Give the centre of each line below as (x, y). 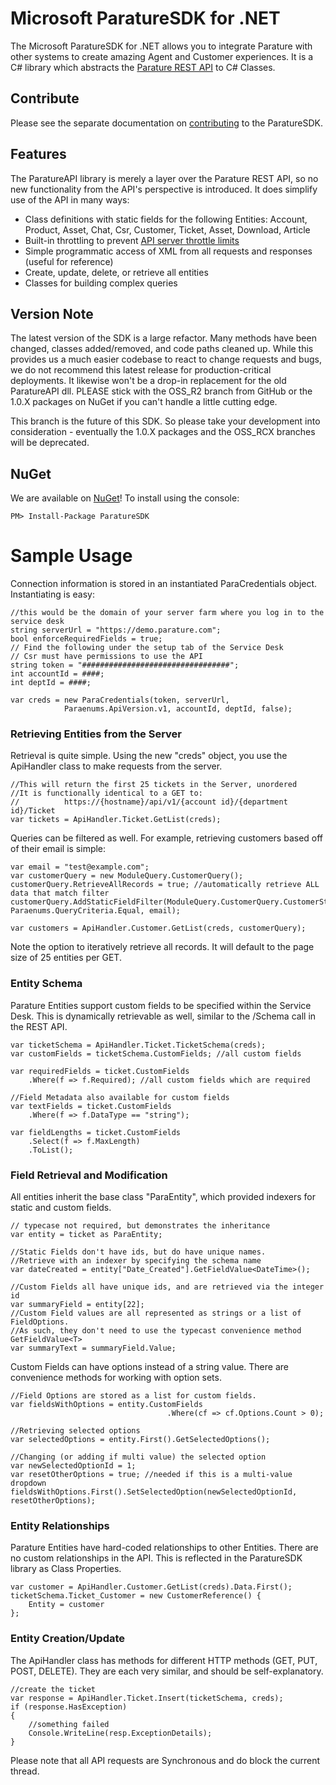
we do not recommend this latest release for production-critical (141, 370)
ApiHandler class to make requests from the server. (116, 766)
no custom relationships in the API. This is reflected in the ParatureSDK (156, 1558)
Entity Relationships (60, 1525)
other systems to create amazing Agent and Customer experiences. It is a (162, 56)
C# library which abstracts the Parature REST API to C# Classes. (143, 67)
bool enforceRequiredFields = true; (86, 639)
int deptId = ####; (51, 683)
